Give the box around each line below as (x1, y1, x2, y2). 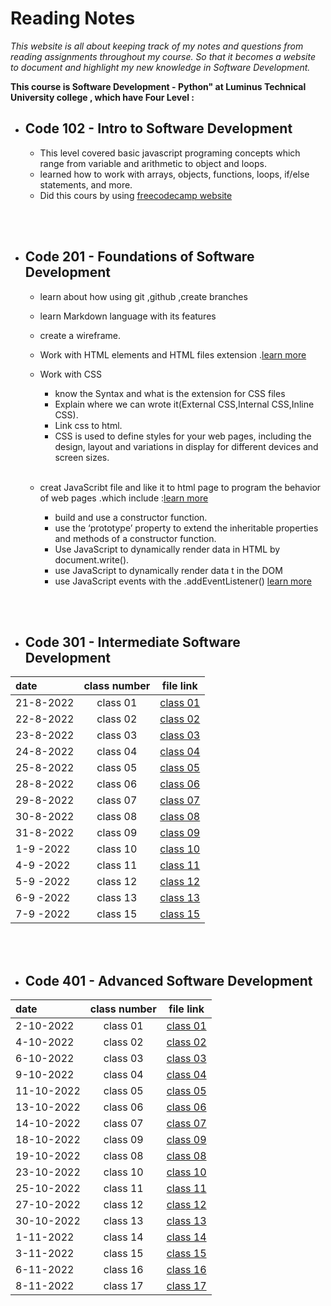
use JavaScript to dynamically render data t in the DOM (54, 564, 283, 576)
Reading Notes (10, 7, 136, 30)
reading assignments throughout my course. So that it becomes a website (10, 50, 316, 62)
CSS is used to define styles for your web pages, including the (54, 430, 312, 442)
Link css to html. (54, 419, 123, 431)
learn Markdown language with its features (39, 310, 217, 322)
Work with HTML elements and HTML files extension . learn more (39, 348, 307, 361)
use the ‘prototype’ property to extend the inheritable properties (54, 522, 319, 534)
